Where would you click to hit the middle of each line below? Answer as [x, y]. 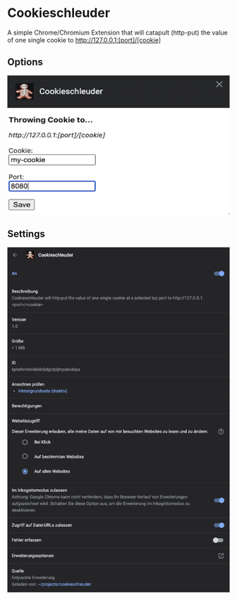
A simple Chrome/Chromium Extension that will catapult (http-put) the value [117, 32]
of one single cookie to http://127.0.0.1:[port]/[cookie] [84, 39]
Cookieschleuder [59, 13]
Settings [26, 234]
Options [25, 62]
